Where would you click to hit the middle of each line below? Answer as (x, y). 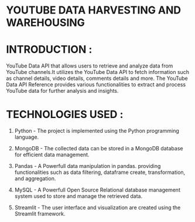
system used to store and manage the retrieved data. (78, 196)
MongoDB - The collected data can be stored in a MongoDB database (99, 149)
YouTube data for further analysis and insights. (62, 91)
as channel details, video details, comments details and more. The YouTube (97, 78)
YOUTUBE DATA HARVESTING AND (94, 10)
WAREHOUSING (45, 23)
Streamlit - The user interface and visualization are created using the (97, 208)
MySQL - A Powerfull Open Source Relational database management (97, 190)
